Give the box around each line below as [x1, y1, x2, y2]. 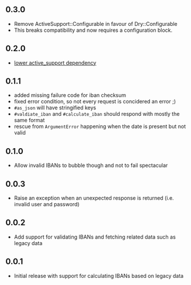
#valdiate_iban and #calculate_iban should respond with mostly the [13, 110, 180, 118]
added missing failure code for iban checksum [13, 92, 127, 99]
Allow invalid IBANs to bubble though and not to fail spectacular [13, 162, 168, 169]
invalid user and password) [13, 201, 80, 208]
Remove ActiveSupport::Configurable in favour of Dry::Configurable [13, 20, 178, 27]
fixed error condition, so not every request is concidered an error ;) [13, 98, 176, 105]
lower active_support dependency [13, 59, 97, 66]
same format [13, 117, 45, 124]
